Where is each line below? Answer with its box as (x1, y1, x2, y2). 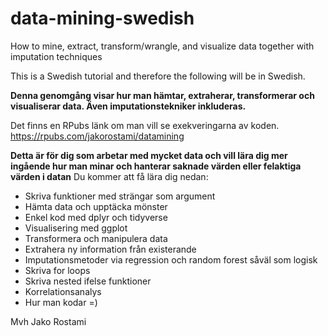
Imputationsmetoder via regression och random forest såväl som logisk (24, 253, 318, 266)
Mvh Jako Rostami (10, 315, 87, 327)
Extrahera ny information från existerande (24, 243, 197, 255)
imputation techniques (10, 50, 103, 62)
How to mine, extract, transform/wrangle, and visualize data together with (10, 40, 315, 52)
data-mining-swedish (10, 7, 195, 30)
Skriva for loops (24, 264, 91, 276)
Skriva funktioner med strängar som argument (24, 190, 216, 202)
